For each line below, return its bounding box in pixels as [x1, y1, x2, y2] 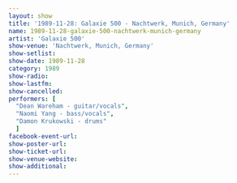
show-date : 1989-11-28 [8, 57, 85, 66]
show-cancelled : [8, 87, 63, 96]
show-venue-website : [8, 155, 79, 163]
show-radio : [8, 72, 49, 80]
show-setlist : [8, 49, 57, 57]
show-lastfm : [8, 79, 53, 87]
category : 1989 [8, 65, 60, 73]
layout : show [8, 11, 53, 20]
